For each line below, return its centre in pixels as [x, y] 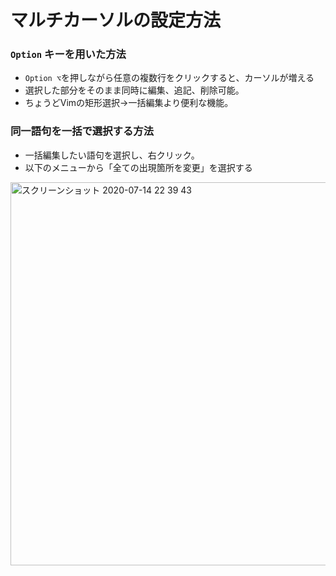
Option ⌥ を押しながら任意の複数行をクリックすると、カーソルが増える [169, 78]
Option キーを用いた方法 [68, 54]
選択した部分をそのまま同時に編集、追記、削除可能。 [134, 90]
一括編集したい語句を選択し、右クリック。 [112, 155]
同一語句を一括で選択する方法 [82, 131]
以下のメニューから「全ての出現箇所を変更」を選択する [138, 167]
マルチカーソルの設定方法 [116, 20]
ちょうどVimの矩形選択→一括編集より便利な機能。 [129, 103]
